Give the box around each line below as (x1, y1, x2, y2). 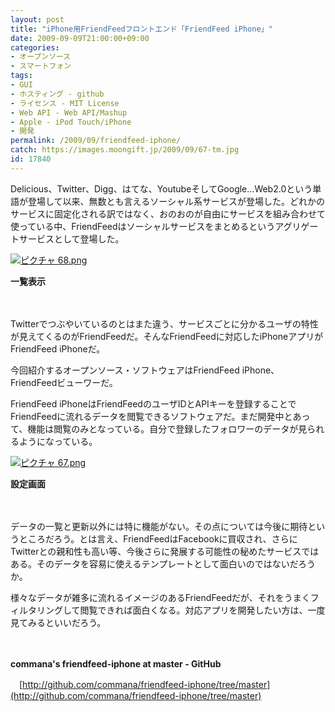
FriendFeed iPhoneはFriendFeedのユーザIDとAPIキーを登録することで (10, 397, 297, 410)
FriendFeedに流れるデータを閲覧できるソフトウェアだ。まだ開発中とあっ (10, 410, 311, 422)
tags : (10, 71, 33, 81)
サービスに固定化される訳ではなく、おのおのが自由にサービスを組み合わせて (10, 207, 326, 220)
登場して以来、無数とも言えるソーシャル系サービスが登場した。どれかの (27, 195, 325, 207)
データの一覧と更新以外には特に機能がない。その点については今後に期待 (10, 520, 308, 532)
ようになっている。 (18, 435, 98, 447)
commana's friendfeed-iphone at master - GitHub (10, 657, 222, 670)
